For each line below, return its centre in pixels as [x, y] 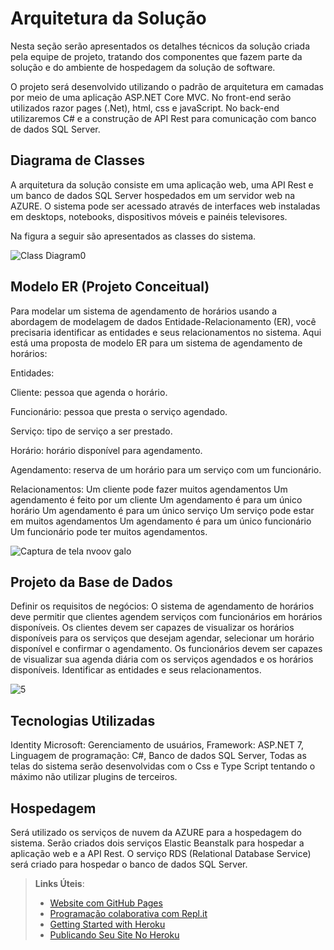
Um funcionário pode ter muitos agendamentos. [109, 531]
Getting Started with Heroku [107, 924]
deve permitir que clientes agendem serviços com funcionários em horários [166, 617]
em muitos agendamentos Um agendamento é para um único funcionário [161, 521]
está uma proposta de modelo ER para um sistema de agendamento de [156, 343]
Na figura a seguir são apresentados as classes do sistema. [133, 236]
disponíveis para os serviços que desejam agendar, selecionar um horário [162, 638]
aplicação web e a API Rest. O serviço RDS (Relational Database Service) [161, 853]
